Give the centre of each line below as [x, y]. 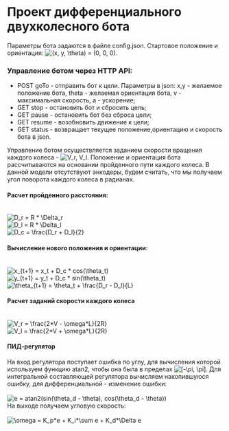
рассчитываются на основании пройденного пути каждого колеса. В [108, 165]
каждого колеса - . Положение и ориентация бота [94, 157]
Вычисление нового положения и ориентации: [78, 248]
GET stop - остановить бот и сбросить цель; [82, 108]
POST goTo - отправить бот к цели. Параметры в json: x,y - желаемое [119, 86]
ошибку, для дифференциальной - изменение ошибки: [87, 384]
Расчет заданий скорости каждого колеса [71, 301]
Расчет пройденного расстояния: [58, 195]
